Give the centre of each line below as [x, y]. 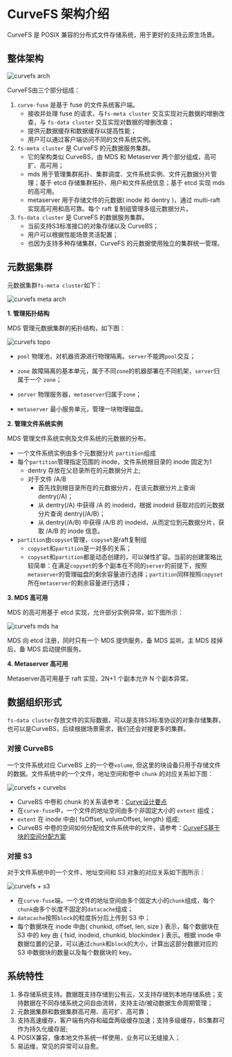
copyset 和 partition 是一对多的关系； [80, 548]
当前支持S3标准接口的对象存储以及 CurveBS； [93, 226]
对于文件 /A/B [47, 479]
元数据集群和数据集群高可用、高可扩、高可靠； [84, 1011]
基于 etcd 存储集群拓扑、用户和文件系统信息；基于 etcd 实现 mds [132, 182]
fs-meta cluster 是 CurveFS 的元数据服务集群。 [85, 148]
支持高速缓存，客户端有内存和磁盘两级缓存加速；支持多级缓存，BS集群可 [121, 1020]
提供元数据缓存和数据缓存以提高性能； [82, 130]
